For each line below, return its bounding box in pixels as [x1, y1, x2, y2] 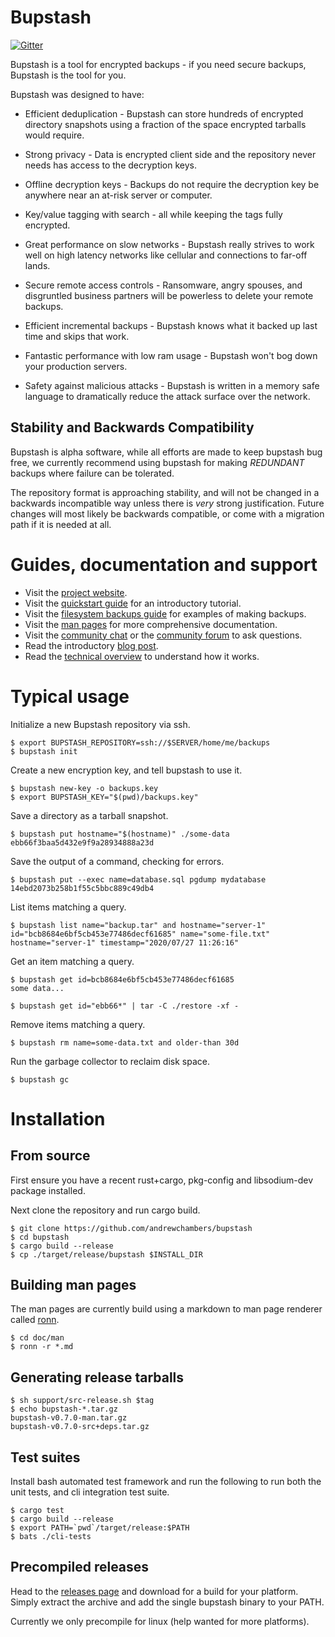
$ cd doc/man [10, 1333, 65, 1343]
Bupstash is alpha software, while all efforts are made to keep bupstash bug [10, 446, 323, 458]
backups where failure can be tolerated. [10, 467, 175, 479]
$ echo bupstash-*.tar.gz [10, 1404, 118, 1415]
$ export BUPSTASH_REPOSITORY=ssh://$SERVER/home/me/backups [10, 737, 271, 748]
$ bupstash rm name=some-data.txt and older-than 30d [10, 1037, 240, 1048]
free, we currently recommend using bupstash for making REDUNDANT [10, 456, 305, 468]
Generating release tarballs [10, 1369, 185, 1386]
